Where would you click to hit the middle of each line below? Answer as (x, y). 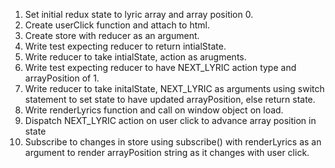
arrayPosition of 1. (62, 78)
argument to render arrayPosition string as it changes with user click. (167, 152)
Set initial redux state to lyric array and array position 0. (139, 14)
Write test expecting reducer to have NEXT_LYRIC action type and (160, 67)
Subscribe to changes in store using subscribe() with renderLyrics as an (173, 142)
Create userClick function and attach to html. (117, 25)
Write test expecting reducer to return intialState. (125, 46)
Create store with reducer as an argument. (112, 35)
